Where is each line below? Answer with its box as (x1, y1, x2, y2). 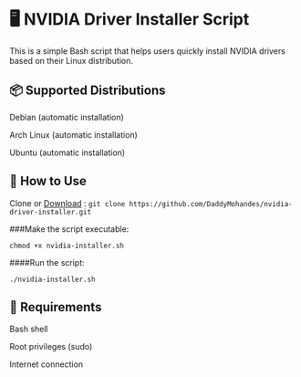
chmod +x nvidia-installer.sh (9, 241, 125, 250)
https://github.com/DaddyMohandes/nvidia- (129, 199, 294, 208)
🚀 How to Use (9, 173, 87, 189)
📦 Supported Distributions (9, 83, 166, 99)
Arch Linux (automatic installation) (9, 129, 139, 140)
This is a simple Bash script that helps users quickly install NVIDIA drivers (9, 45, 285, 57)
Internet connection (9, 359, 84, 370)
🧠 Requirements (9, 299, 102, 315)
